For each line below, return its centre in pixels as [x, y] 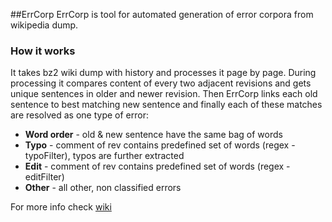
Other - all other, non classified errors [103, 188]
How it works [43, 51]
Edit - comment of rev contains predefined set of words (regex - [157, 166]
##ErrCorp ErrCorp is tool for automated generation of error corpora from [162, 14]
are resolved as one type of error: [79, 115]
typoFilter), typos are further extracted [104, 156]
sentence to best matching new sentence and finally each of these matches [166, 105]
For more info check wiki [61, 207]
